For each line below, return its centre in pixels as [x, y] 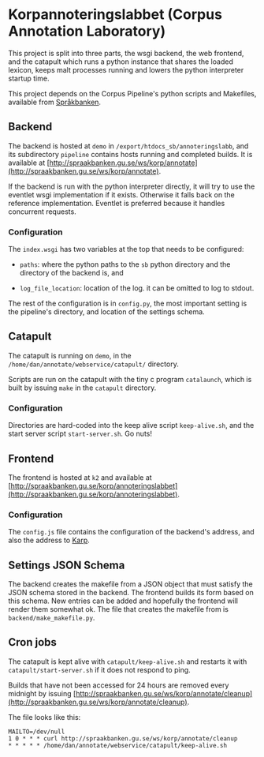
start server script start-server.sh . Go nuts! [80, 434]
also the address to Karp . [49, 540]
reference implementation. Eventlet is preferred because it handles [117, 203]
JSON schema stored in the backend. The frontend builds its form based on [131, 593]
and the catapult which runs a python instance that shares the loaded [121, 62]
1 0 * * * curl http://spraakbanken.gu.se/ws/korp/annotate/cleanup [123, 738]
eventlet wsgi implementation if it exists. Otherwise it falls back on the [121, 194]
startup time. [29, 78]
